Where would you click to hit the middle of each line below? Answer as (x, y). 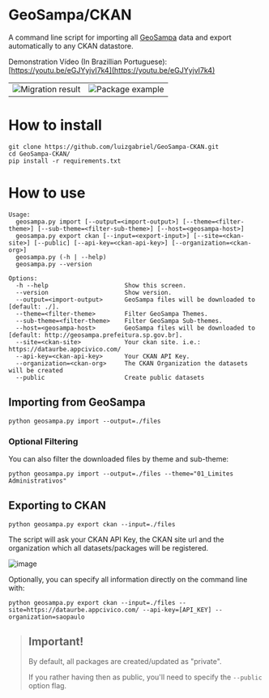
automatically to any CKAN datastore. (71, 45)
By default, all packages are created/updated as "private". (125, 661)
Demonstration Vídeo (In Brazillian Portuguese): (88, 62)
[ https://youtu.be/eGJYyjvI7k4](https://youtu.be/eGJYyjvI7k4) (112, 70)
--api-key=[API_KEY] (177, 610)
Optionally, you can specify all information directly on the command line (128, 579)
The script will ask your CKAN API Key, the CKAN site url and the (116, 539)
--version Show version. (94, 292)
